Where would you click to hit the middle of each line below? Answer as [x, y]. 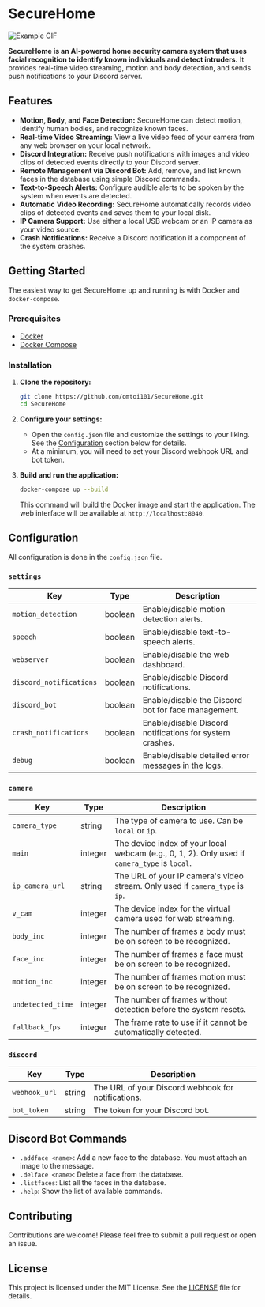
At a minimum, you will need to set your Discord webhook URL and [140, 451]
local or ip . [136, 831]
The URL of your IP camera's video [179, 876]
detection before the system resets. [180, 1010]
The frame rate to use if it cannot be [181, 1022]
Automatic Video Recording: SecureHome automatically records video [135, 204]
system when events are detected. [76, 195]
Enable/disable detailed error [196, 755]
